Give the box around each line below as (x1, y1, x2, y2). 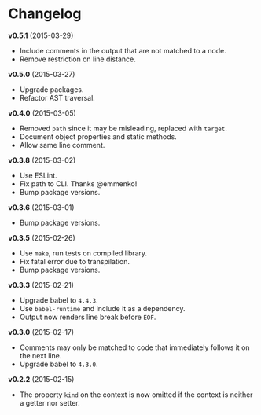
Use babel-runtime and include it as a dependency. (19, 303, 186, 313)
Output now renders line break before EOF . (19, 312, 156, 321)
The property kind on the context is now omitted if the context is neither (19, 390, 253, 399)
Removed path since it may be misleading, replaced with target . (19, 123, 228, 133)
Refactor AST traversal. (19, 93, 96, 102)
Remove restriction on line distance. (19, 54, 136, 64)
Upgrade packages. (19, 84, 84, 94)
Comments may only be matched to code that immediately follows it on (19, 343, 250, 352)
